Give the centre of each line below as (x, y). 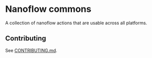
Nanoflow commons (48, 9)
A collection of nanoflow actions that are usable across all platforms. (76, 23)
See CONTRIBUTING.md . (31, 50)
